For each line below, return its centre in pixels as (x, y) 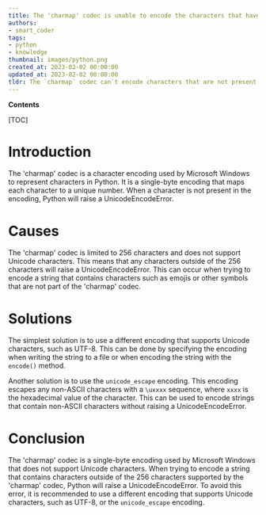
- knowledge (28, 52)
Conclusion (47, 439)
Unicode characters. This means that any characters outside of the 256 (125, 261)
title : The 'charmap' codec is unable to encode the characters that (125, 15)
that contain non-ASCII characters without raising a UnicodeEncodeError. (127, 406)
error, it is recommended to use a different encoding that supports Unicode (131, 494)
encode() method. (37, 366)
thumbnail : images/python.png (58, 60)
